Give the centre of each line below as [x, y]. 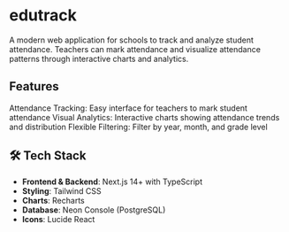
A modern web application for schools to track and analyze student [131, 40]
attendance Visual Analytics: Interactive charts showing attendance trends [144, 117]
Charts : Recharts [53, 200]
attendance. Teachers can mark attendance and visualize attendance [135, 49]
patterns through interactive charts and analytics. [99, 58]
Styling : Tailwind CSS [61, 190]
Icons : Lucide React [58, 219]
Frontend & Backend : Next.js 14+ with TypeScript [112, 182]
